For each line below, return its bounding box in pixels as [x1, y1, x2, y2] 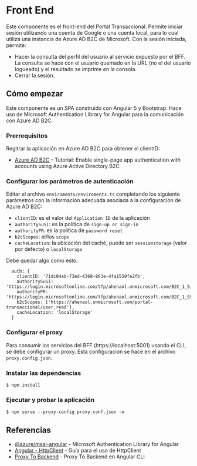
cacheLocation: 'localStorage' [16, 310, 93, 316]
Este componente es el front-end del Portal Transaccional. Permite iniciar [6, 23, 183, 30]
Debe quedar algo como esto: [6, 257, 78, 264]
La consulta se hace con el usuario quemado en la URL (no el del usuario [14, 59, 191, 66]
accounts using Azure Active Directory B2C [14, 163, 120, 170]
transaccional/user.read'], [6, 304, 75, 310]
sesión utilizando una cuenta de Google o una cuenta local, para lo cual [6, 29, 179, 36]
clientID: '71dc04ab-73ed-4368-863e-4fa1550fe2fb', [16, 274, 145, 280]
